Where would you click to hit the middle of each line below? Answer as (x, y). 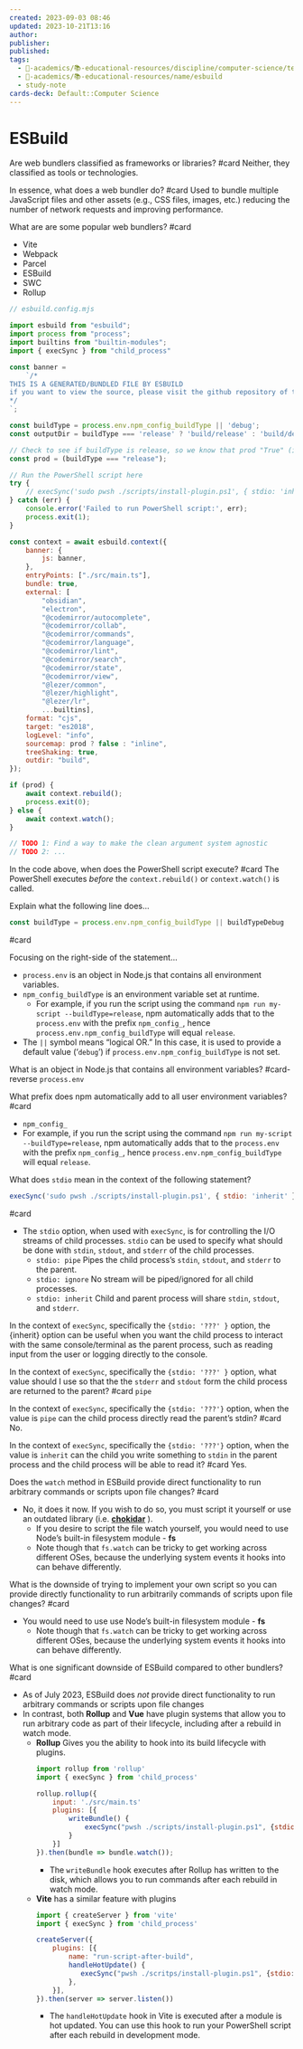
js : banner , (64, 559)
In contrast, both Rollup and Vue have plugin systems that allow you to (154, 1713)
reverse (23, 1079)
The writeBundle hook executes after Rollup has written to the (164, 1870)
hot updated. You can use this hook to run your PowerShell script (170, 2025)
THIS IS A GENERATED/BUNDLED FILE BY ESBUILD (96, 384)
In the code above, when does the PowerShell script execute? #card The (144, 869)
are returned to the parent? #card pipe (80, 1390)
